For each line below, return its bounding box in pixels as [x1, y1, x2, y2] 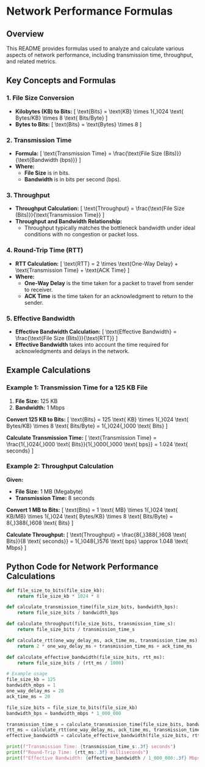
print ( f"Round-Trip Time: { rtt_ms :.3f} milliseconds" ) [6, 749, 149, 755]
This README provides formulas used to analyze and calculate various [6, 45, 184, 52]
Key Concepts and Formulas [6, 75, 116, 86]
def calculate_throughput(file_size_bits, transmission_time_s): [6, 621, 176, 627]
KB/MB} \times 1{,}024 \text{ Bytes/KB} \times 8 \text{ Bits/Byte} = [6, 512, 173, 520]
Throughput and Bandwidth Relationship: [15, 218, 123, 225]
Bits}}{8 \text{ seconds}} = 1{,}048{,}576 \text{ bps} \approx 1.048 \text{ [6, 537, 189, 545]
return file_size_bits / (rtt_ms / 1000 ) [17, 660, 124, 666]
